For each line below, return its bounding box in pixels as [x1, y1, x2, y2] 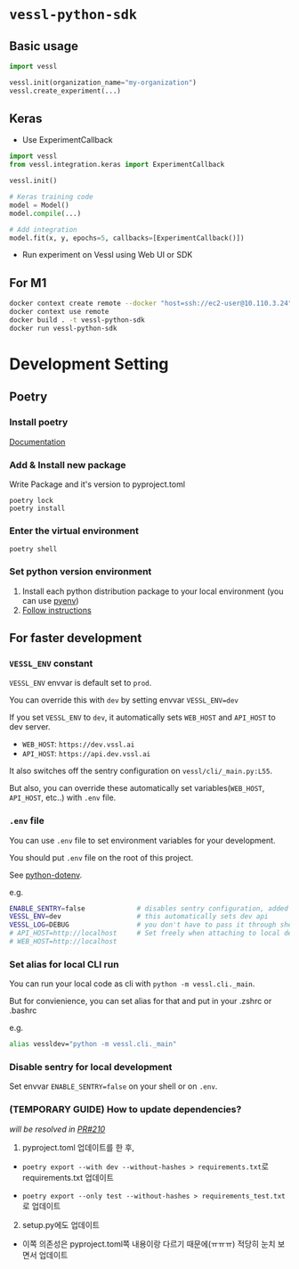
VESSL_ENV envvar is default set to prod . [9, 678, 152, 688]
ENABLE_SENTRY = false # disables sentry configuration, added [9, 903, 289, 913]
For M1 [9, 275, 47, 291]
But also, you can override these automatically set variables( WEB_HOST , [9, 783, 265, 794]
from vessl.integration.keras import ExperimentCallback [9, 161, 225, 169]
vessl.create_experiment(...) [9, 87, 122, 95]
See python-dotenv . [9, 869, 83, 880]
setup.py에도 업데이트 [21, 1219, 101, 1230]
